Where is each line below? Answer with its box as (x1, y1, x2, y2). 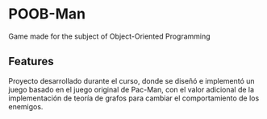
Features (8, 55, 54, 68)
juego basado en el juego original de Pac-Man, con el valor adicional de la (8, 84, 255, 94)
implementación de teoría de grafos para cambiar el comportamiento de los (8, 93, 260, 103)
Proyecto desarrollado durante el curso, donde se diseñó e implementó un (8, 76, 256, 85)
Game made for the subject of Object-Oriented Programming (8, 31, 211, 41)
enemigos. (8, 101, 44, 111)
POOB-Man (8, 5, 86, 23)
